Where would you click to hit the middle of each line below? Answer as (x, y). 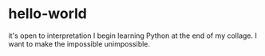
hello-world (48, 14)
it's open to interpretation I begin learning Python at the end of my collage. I (132, 35)
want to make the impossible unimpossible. (79, 43)
